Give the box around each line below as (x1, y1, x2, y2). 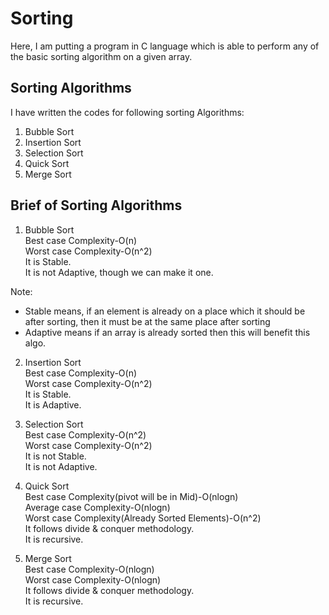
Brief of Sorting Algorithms (10, 197, 183, 214)
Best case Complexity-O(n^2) (24, 428, 147, 441)
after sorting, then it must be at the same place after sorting (24, 315, 271, 327)
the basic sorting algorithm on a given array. (10, 50, 193, 62)
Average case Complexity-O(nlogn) (24, 501, 171, 513)
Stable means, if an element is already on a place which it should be (24, 305, 306, 317)
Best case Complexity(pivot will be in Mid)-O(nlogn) (24, 490, 239, 502)
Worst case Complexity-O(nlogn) (24, 573, 162, 586)
